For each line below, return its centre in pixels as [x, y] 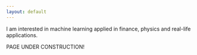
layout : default [26, 12]
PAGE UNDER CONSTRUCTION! [45, 47]
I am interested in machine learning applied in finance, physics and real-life [98, 29]
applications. [22, 35]
